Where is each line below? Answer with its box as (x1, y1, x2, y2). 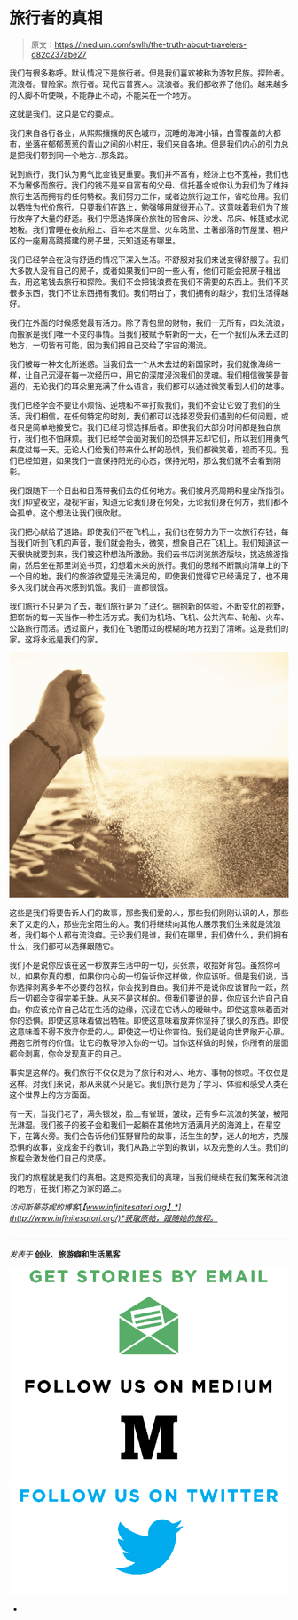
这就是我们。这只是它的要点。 (9, 108, 118, 119)
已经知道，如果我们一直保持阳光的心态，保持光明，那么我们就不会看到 (16, 455, 273, 466)
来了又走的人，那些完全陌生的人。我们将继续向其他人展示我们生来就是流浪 (9, 918, 281, 929)
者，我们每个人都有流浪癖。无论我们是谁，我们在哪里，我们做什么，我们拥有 (9, 930, 289, 940)
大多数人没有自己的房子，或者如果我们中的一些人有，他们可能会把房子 (9, 265, 266, 275)
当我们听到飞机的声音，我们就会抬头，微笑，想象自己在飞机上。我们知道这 (9, 537, 281, 547)
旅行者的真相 (9, 8, 104, 28)
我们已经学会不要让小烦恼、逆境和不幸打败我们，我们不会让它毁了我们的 (9, 399, 273, 410)
